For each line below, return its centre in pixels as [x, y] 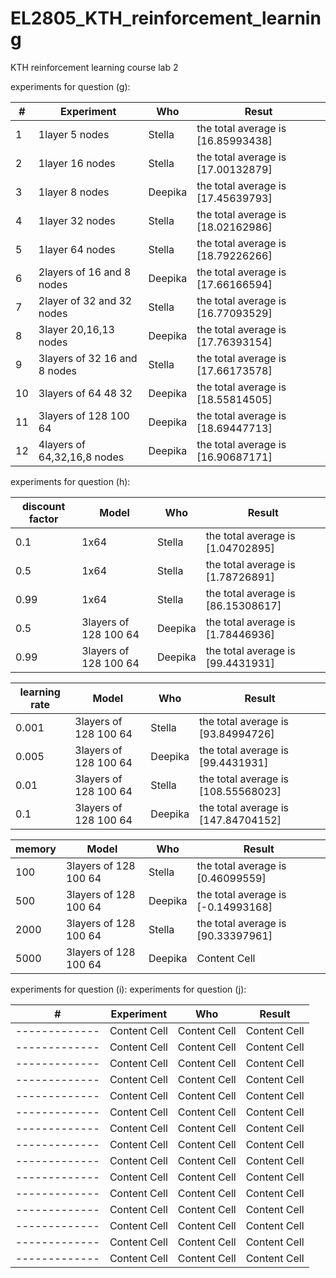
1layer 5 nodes [74, 134]
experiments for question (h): [70, 481]
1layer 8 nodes [74, 192]
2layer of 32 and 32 [85, 300]
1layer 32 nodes [77, 220]
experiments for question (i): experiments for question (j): [128, 989]
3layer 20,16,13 [76, 329]
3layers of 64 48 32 [85, 393]
